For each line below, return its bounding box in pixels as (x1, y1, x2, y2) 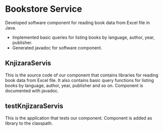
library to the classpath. (5, 120, 53, 126)
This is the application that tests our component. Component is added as (5, 115, 152, 121)
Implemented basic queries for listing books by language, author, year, (12, 34, 155, 40)
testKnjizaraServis (5, 102, 63, 110)
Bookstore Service (5, 3, 82, 15)
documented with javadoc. (5, 87, 59, 94)
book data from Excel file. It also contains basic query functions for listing (5, 77, 154, 83)
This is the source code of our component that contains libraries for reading (5, 72, 159, 78)
